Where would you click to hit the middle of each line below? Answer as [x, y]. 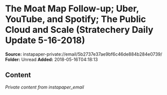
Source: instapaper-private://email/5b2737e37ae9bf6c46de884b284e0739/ [84, 54]
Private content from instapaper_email [45, 87]
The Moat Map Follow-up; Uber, [72, 9]
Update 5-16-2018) [45, 41]
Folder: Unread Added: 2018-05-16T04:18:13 [52, 59]
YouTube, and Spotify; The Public [76, 19]
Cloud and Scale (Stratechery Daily [79, 30]
